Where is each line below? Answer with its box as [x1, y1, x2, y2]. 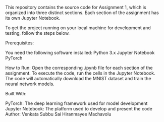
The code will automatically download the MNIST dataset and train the [5, 76, 151, 81]
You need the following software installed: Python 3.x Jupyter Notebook [5, 50, 155, 55]
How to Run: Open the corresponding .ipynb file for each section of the [5, 65, 153, 71]
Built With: [5, 91, 27, 96]
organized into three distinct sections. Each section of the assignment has [5, 10, 159, 16]
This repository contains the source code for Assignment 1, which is [5, 5, 146, 10]
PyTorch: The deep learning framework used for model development [5, 100, 148, 106]
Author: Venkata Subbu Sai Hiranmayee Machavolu [5, 111, 112, 117]
